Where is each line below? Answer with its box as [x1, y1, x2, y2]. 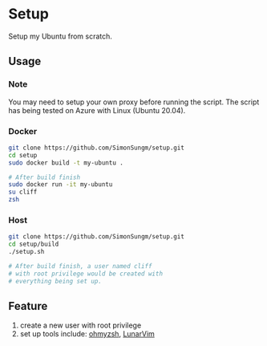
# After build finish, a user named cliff [8, 262, 152, 270]
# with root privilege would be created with [8, 270, 163, 278]
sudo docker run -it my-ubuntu [8, 181, 113, 189]
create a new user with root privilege [19, 320, 142, 330]
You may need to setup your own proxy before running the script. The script [8, 97, 260, 107]
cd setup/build [8, 240, 59, 249]
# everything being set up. [8, 277, 103, 285]
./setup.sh [8, 248, 45, 256]
